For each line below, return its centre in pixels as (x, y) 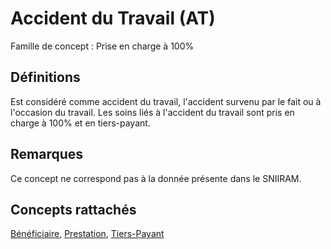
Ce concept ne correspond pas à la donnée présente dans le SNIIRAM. (156, 178)
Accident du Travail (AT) (113, 18)
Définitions (45, 77)
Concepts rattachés (73, 209)
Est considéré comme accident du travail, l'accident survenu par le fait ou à (166, 101)
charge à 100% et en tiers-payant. (80, 123)
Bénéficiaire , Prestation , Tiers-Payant (87, 234)
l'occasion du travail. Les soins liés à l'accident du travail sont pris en (152, 112)
